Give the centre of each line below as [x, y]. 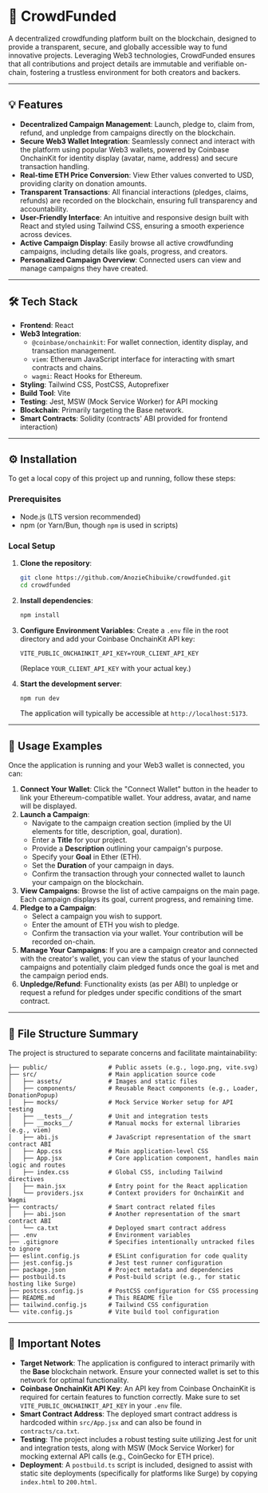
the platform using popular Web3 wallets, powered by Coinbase [124, 149]
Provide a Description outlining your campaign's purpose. [127, 848]
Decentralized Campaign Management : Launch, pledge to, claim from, [137, 124]
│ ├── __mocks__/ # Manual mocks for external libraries [124, 1124]
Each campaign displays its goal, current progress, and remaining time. [136, 899]
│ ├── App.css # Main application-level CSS [108, 1151]
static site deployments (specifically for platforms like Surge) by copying [138, 1473]
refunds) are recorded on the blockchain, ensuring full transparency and [138, 200]
